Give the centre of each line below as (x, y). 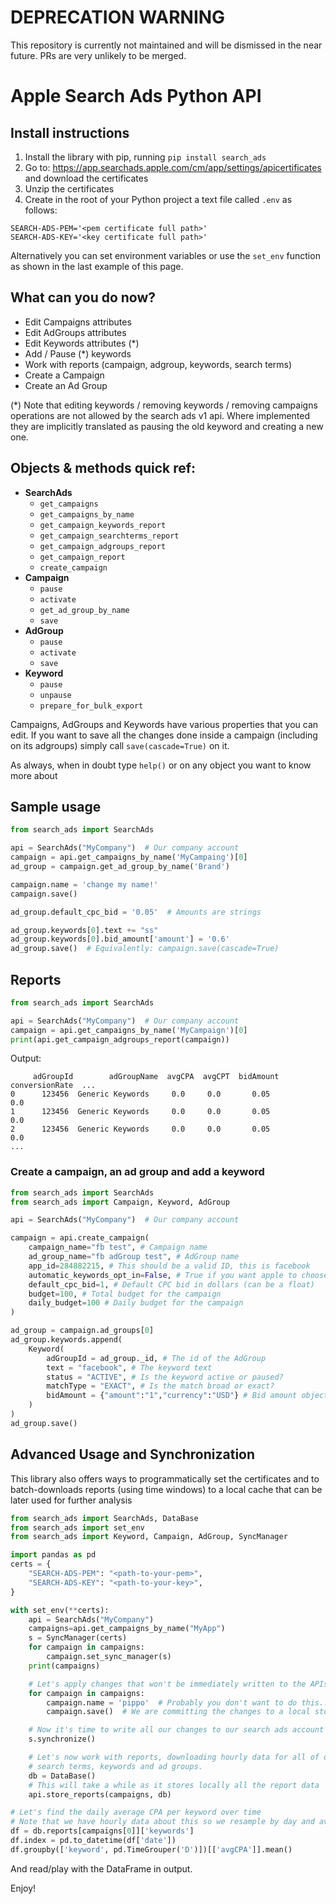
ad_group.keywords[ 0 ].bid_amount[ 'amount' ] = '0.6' (120, 939)
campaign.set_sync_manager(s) (109, 1657)
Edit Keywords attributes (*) (82, 343)
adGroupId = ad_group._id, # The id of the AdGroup (156, 1358)
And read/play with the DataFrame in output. (101, 1868)
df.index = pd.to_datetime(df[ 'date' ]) (93, 1841)
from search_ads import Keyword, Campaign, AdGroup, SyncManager (149, 1537)
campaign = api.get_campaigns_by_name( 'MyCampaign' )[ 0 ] (129, 1030)
